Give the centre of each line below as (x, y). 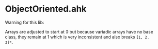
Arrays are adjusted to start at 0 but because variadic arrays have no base (79, 32)
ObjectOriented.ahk (46, 9)
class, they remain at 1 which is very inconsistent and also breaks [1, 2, (77, 37)
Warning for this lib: (25, 22)
